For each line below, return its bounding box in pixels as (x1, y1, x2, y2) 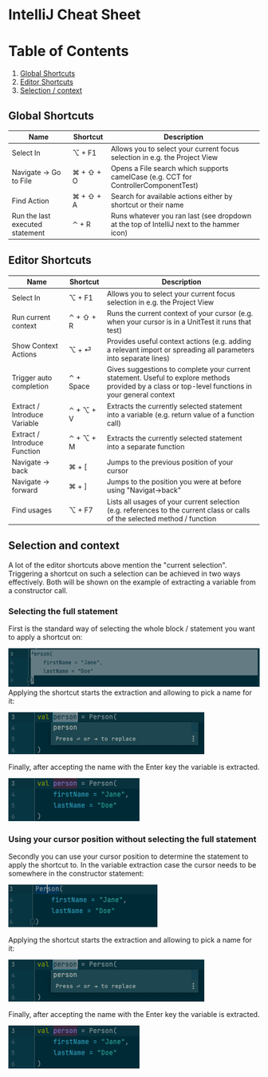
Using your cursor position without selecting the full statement (8, 834, 257, 845)
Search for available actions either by (110, 192, 233, 201)
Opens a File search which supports (110, 163, 229, 173)
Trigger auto (11, 373, 53, 383)
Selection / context (19, 86, 82, 95)
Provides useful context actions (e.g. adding (106, 337, 251, 345)
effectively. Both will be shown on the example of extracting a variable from (8, 577, 257, 587)
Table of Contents (8, 42, 129, 61)
